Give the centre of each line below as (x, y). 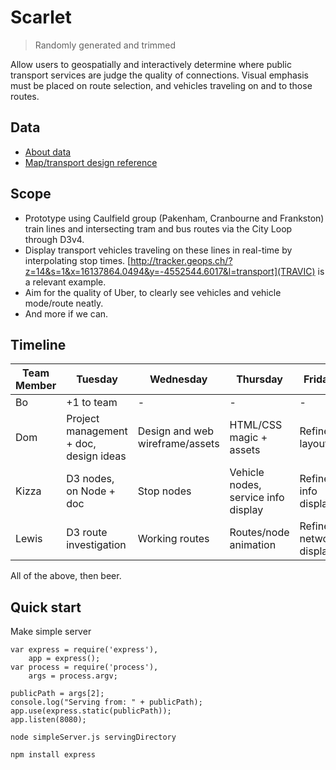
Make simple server (51, 632)
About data (48, 152)
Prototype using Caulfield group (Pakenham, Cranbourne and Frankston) (174, 218)
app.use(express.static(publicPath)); (91, 711)
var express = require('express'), (84, 650)
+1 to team (92, 403)
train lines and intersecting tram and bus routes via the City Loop (158, 228)
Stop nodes (164, 491)
